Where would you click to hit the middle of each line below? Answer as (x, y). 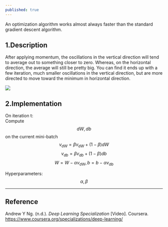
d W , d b (84, 129)
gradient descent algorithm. (34, 29)
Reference (22, 202)
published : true (22, 10)
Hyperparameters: (24, 173)
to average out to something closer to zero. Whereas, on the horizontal (78, 63)
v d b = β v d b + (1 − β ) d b (84, 154)
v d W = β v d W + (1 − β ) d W (84, 145)
